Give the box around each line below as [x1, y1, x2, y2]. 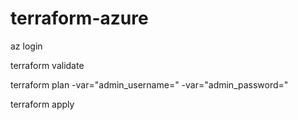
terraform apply [10, 98, 75, 110]
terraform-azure [10, 7, 149, 30]
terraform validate [10, 59, 85, 71]
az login [10, 40, 43, 52]
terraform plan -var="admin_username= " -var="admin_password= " [10, 78, 289, 91]
